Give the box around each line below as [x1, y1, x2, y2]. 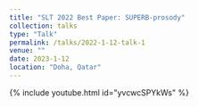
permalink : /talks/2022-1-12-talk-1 [9, 37, 145, 47]
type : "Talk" [9, 29, 58, 38]
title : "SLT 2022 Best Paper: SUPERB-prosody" [9, 12, 186, 22]
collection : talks [9, 21, 78, 30]
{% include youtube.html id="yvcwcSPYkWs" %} [9, 86, 190, 98]
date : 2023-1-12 [9, 54, 70, 63]
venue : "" [9, 46, 46, 55]
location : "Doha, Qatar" [9, 63, 102, 72]
